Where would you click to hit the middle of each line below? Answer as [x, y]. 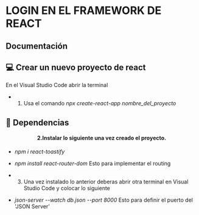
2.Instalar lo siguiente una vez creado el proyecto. [102, 138]
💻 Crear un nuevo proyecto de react [76, 67]
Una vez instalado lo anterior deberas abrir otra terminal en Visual [106, 182]
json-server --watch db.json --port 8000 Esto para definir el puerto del [103, 200]
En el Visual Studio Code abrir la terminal [57, 85]
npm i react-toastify [40, 151]
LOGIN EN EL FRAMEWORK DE [84, 11]
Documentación [37, 46]
